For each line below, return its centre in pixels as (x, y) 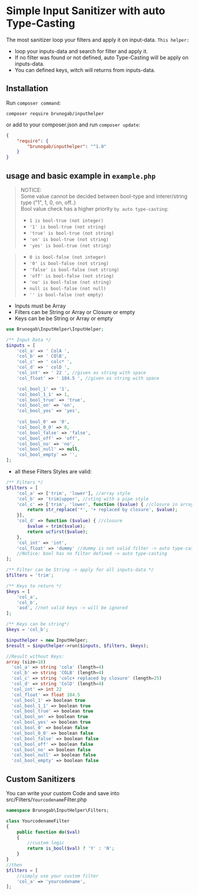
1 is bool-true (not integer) (67, 221)
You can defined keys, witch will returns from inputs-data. (85, 70)
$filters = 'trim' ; (30, 576)
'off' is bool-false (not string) (72, 276)
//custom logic (46, 843)
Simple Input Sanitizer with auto (86, 11)
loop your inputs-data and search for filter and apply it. (81, 51)
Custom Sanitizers (41, 779)
